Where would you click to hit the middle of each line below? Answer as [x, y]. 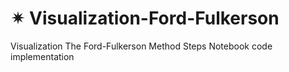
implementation [42, 56]
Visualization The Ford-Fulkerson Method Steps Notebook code [141, 46]
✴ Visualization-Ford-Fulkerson [145, 18]
